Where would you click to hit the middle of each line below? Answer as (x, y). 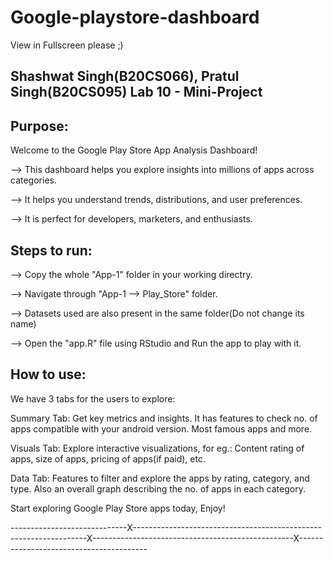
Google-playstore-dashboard (135, 17)
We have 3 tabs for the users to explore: (93, 398)
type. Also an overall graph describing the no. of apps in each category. (158, 488)
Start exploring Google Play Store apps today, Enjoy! (118, 508)
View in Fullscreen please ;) (67, 45)
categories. (33, 180)
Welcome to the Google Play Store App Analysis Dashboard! (134, 150)
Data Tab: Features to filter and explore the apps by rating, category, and (160, 478)
